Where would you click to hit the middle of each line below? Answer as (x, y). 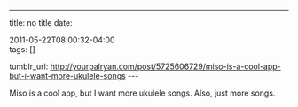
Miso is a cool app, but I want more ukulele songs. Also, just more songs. (142, 93)
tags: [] (22, 49)
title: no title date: (41, 23)
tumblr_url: (29, 66)
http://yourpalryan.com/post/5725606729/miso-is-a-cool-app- (165, 66)
